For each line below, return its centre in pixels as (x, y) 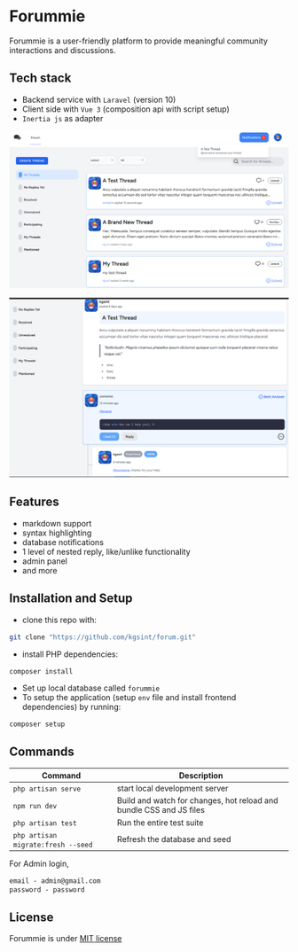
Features (34, 502)
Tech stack (40, 78)
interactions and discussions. (63, 50)
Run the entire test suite (160, 823)
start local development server (173, 788)
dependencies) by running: (71, 707)
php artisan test (45, 823)
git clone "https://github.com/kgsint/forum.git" (103, 637)
